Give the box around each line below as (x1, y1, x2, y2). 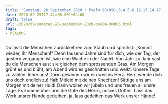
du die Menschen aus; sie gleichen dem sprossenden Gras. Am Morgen (5, 61, 154, 67)
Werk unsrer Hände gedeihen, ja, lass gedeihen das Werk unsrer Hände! (5, 93, 155, 99)
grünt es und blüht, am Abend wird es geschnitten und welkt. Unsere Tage (5, 66, 160, 72)
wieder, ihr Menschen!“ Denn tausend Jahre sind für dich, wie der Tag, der (5, 50, 160, 56)
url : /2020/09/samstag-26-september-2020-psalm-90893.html (5, 21, 132, 27)
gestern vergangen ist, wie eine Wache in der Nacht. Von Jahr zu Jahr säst (5, 56, 161, 61)
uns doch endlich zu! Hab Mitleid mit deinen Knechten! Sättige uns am (5, 77, 151, 83)
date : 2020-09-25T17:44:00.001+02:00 (5, 12, 85, 17)
